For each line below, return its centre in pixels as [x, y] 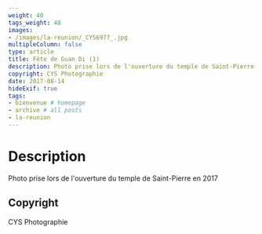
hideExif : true [33, 88]
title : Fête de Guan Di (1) [54, 60]
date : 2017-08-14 [36, 81]
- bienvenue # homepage [47, 103]
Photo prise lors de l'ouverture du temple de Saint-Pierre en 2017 [113, 178]
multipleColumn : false [45, 45]
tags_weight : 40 [35, 23]
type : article [31, 52]
